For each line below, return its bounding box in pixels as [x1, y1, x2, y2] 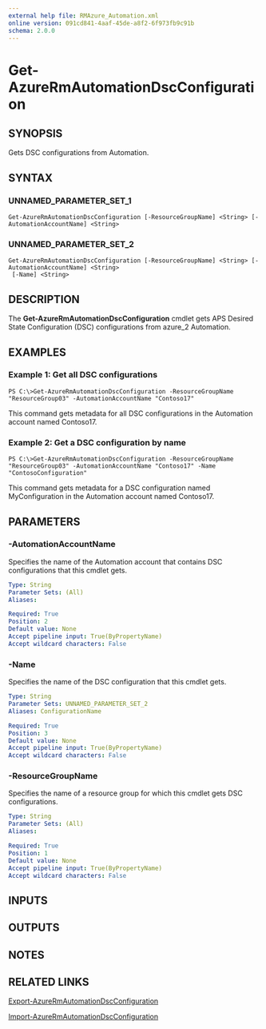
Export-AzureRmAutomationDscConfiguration [8, 996, 159, 1006]
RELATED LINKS [8, 975, 89, 988]
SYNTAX [8, 171, 54, 185]
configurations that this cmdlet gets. [8, 565, 128, 575]
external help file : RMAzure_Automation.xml [8, 11, 159, 20]
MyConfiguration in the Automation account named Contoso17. [8, 492, 214, 501]
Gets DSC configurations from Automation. [8, 148, 149, 158]
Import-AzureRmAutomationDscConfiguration [8, 1012, 159, 1022]
